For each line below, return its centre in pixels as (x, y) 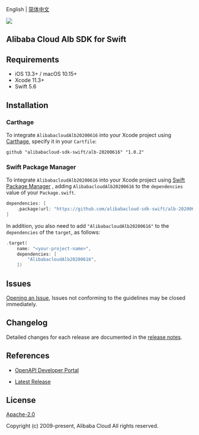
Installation (27, 105)
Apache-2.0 (21, 414)
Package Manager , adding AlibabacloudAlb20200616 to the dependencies (95, 186)
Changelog (27, 323)
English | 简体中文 (28, 9)
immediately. (22, 304)
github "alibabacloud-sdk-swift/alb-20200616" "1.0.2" (75, 152)
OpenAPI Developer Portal (46, 370)
